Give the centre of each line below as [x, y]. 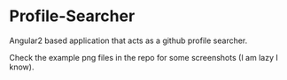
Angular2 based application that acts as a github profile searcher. [128, 40]
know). [22, 67]
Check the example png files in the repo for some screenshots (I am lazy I [144, 57]
